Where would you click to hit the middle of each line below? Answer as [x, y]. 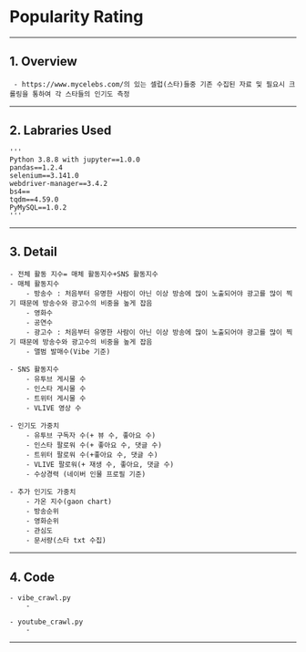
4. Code [32, 577]
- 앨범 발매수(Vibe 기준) [68, 352]
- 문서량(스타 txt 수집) [66, 541]
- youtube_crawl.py [46, 622]
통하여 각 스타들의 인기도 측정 [81, 94]
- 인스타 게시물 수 [56, 389]
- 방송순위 [42, 512]
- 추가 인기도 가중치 [43, 492]
